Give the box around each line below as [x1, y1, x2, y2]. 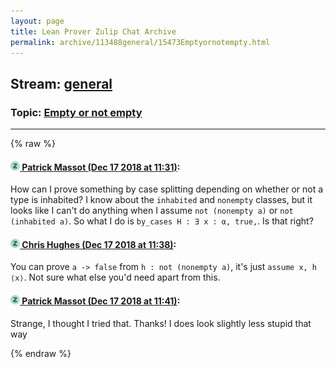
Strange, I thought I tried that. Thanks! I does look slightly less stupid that [10, 317, 312, 329]
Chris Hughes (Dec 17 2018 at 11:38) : [21, 238, 177, 250]
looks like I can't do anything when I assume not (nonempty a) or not [10, 205, 294, 217]
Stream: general [10, 75, 113, 92]
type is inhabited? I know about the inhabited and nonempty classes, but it [10, 194, 313, 206]
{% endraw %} [10, 347, 72, 359]
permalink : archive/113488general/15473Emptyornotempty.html [10, 37, 271, 47]
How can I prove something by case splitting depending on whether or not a [10, 183, 324, 195]
